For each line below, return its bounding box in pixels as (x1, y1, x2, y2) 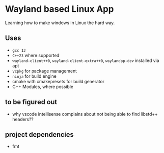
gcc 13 (12, 48, 26, 53)
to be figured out (5, 98, 57, 106)
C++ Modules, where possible (12, 84, 74, 90)
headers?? (12, 116, 33, 122)
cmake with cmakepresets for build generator (12, 78, 105, 84)
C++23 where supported (12, 52, 60, 58)
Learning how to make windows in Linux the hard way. (5, 20, 115, 26)
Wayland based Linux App (5, 3, 114, 15)
